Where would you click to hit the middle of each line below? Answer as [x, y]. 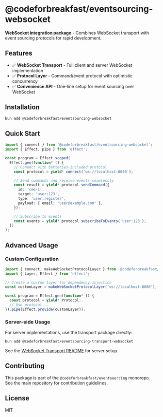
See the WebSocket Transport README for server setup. [62, 351]
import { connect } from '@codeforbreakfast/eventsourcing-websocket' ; [79, 145]
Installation [22, 107]
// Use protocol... [29, 305]
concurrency [25, 81]
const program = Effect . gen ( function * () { [50, 296]
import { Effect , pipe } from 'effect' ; [47, 150]
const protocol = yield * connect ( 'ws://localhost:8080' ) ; [73, 171]
